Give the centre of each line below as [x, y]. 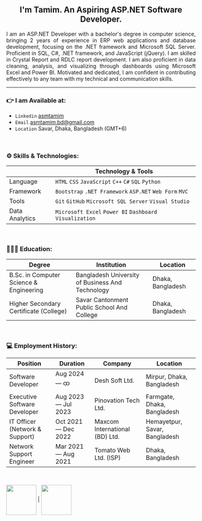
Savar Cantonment [102, 300]
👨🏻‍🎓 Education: [29, 249]
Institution [111, 265]
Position [29, 363]
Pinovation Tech [117, 400]
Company [117, 363]
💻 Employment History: [42, 346]
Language [23, 182]
